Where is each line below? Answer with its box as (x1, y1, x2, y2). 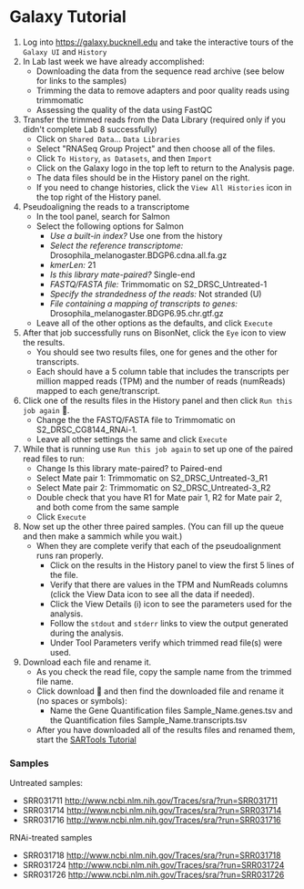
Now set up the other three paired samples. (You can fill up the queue (22, 521, 284, 532)
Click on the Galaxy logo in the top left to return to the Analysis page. (35, 162, 296, 173)
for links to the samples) (35, 75, 127, 86)
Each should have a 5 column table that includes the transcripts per (35, 366, 289, 377)
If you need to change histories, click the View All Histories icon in (35, 181, 292, 192)
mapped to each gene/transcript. (35, 385, 161, 396)
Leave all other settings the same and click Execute (35, 433, 228, 444)
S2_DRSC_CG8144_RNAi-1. (35, 424, 138, 435)
